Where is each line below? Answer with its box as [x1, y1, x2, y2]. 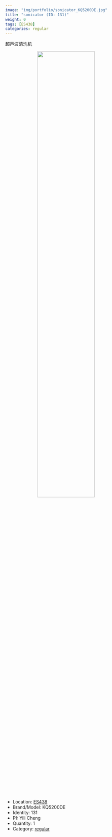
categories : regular [5, 26, 49, 32]
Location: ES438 [12, 799, 48, 805]
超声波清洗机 [5, 41, 32, 47]
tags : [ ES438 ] [5, 21, 35, 27]
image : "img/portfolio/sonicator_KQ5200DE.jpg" [5, 7, 108, 13]
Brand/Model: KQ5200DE [12, 804, 66, 811]
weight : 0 [5, 17, 26, 22]
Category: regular [12, 826, 50, 832]
